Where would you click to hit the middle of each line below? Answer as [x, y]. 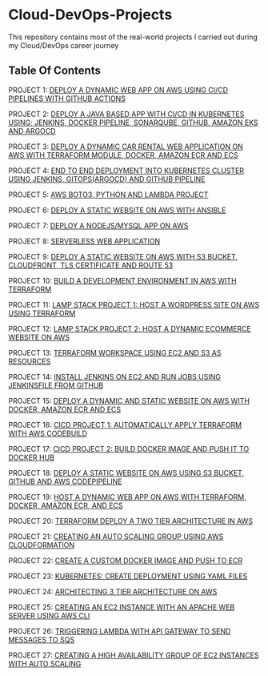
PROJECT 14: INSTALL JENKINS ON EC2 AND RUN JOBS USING [115, 376]
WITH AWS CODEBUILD [48, 433]
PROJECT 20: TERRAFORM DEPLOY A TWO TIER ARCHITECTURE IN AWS [131, 521]
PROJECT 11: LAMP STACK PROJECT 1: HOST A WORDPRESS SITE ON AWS [134, 304]
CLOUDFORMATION [42, 545]
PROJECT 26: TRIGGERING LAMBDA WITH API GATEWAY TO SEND [120, 631]
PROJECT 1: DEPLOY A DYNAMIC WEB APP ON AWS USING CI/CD [118, 90]
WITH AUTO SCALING [45, 663]
